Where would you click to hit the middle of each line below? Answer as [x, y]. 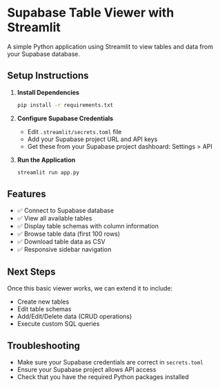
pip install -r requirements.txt [65, 105]
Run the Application [46, 160]
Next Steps [31, 271]
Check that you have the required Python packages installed [103, 377]
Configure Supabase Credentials [65, 118]
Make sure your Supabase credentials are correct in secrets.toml [110, 362]
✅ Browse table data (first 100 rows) [69, 234]
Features [27, 194]
